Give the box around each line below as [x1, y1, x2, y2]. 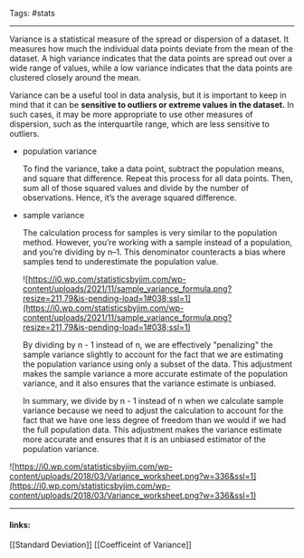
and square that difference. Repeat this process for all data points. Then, [22, 173, 293, 184]
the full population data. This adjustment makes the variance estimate [22, 425, 282, 435]
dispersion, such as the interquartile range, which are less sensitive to [9, 119, 270, 130]
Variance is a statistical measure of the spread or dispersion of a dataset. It [9, 34, 290, 44]
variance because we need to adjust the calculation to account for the [22, 405, 284, 416]
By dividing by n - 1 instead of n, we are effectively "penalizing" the [22, 340, 273, 350]
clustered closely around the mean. [9, 72, 142, 82]
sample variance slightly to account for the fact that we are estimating [22, 349, 283, 360]
